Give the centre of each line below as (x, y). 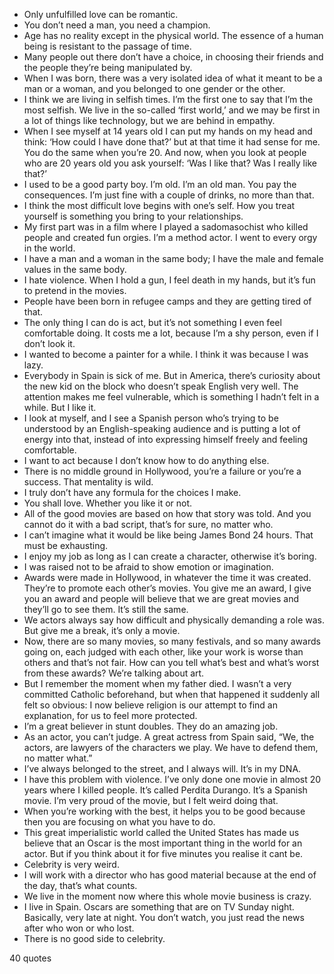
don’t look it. (49, 343)
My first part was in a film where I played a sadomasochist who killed (166, 227)
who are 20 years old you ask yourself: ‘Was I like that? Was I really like (170, 163)
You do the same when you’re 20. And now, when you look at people (165, 152)
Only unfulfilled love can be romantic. (101, 14)
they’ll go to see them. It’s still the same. (106, 609)
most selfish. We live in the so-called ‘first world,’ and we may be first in (172, 110)
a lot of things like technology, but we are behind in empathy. (149, 120)
